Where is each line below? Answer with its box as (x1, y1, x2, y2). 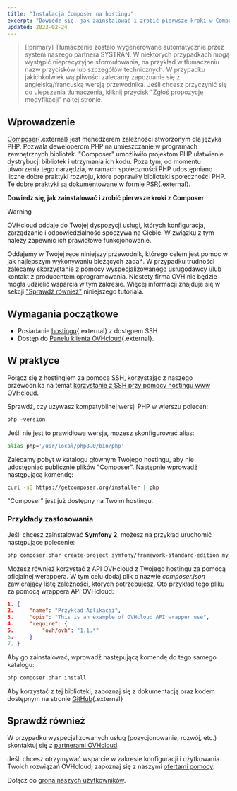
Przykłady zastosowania (7, 514, 94, 524)
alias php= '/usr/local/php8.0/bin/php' (7, 442, 125, 449)
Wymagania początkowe (7, 308, 119, 320)
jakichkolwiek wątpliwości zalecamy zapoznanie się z (24, 73, 181, 81)
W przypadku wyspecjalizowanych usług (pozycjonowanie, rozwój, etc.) (7, 734, 217, 742)
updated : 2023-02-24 (7, 23, 68, 30)
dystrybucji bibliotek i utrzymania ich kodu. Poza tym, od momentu (7, 157, 201, 166)
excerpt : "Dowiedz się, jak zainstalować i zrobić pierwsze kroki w (7, 17, 213, 24)
